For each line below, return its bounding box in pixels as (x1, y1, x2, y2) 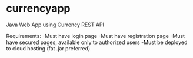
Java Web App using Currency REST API (6, 21, 105, 28)
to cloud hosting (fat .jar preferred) (6, 45, 91, 52)
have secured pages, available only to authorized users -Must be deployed (6, 39, 188, 46)
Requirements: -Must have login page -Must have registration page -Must (6, 32, 185, 39)
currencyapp (6, 2, 71, 15)
